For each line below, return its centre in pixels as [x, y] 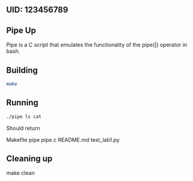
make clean [20, 173]
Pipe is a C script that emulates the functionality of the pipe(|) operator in [97, 45]
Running [23, 103]
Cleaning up [29, 158]
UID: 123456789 [37, 10]
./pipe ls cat [24, 117]
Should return [23, 128]
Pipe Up [21, 30]
